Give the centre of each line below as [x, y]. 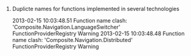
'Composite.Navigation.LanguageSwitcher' [66, 27]
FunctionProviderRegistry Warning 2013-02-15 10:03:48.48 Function [98, 33]
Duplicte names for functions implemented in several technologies [95, 9]
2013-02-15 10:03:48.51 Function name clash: [69, 20]
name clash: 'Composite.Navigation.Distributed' [72, 40]
